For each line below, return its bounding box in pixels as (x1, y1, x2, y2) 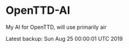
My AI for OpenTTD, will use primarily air (5, 23, 107, 31)
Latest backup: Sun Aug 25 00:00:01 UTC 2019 (5, 35, 123, 42)
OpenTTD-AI (5, 4, 70, 17)
